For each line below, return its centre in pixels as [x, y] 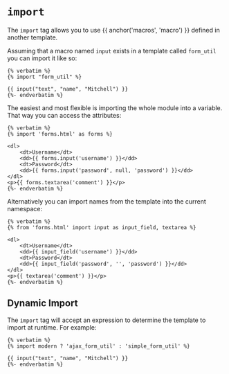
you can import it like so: [42, 58]
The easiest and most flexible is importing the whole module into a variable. [115, 108]
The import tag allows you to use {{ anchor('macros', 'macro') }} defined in [113, 30]
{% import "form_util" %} [44, 77]
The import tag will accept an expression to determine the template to [107, 320]
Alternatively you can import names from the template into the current [107, 201]
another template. [33, 37]
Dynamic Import [43, 303]
